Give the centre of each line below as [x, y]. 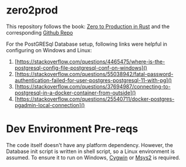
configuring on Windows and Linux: [49, 50]
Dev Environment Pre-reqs [72, 129]
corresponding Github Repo [40, 32]
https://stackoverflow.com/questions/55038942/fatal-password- [95, 74]
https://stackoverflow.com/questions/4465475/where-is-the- [91, 62]
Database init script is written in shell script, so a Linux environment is [90, 151]
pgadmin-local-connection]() [50, 105]
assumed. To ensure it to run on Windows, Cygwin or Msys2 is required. [93, 157]
